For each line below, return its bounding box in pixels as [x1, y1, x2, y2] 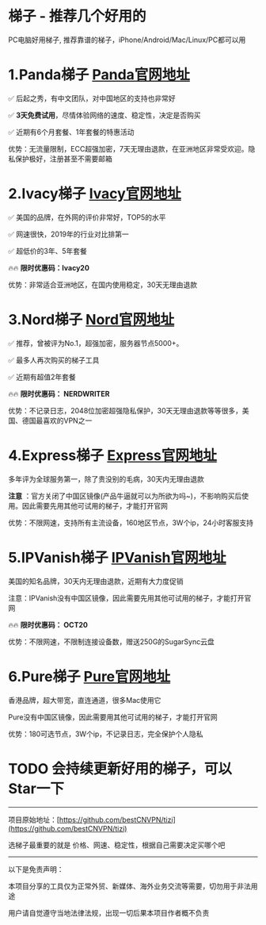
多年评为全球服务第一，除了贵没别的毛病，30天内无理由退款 [8, 474, 204, 484]
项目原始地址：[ [8, 815, 60, 824]
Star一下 [8, 779, 65, 797]
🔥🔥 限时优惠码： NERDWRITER [8, 389, 110, 398]
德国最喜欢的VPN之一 [21, 416, 93, 425]
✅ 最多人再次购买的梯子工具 [8, 355, 100, 365]
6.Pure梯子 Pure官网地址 [8, 667, 171, 685]
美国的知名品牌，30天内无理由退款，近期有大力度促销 [8, 576, 184, 585]
